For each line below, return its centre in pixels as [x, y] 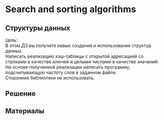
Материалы [25, 111]
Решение [21, 94]
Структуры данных [38, 28]
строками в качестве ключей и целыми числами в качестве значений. [82, 62]
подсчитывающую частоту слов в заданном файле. [61, 72]
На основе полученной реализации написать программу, [68, 67]
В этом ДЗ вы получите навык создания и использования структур [78, 46]
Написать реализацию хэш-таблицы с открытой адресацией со [74, 56]
